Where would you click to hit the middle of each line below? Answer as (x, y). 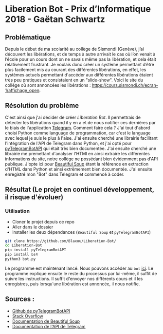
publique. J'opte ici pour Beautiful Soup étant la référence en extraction (77, 164)
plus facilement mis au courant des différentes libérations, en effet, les (76, 70)
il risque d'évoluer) (34, 197)
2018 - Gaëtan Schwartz (55, 19)
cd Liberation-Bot (24, 245)
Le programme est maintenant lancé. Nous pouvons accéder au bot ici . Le (79, 268)
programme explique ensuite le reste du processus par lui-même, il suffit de (81, 273)
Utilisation (18, 211)
